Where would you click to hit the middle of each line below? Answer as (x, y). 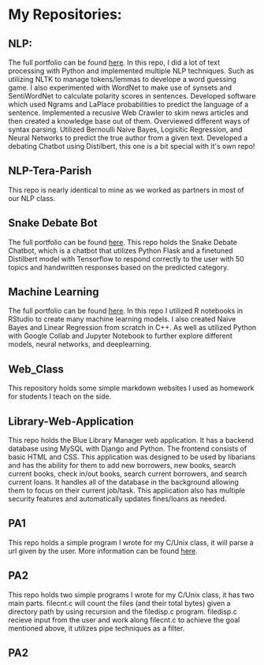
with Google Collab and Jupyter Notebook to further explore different (120, 336)
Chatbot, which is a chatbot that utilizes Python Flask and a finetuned (121, 251)
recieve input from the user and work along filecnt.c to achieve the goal (124, 619)
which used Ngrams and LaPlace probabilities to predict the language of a (128, 104)
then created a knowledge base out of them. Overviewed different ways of (129, 121)
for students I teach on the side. (60, 396)
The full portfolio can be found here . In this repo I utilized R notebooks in (126, 311)
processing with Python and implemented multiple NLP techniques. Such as (131, 71)
